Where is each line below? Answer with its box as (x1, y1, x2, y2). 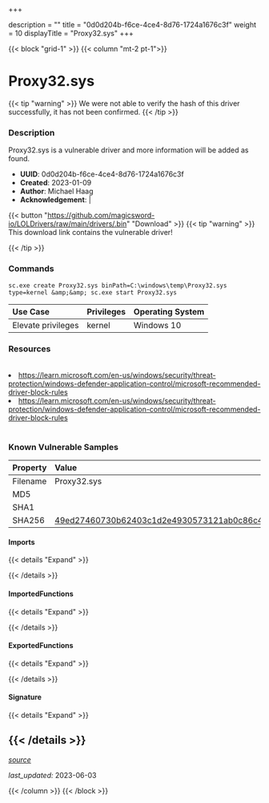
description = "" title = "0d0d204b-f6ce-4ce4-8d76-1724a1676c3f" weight (8, 20, 256, 29)
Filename (12, 476, 47, 487)
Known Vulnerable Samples (8, 441, 118, 452)
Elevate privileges (12, 319, 79, 331)
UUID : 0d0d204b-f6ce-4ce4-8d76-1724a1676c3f (19, 169, 184, 179)
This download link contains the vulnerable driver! (8, 228, 174, 237)
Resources (8, 343, 51, 355)
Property (12, 462, 47, 473)
